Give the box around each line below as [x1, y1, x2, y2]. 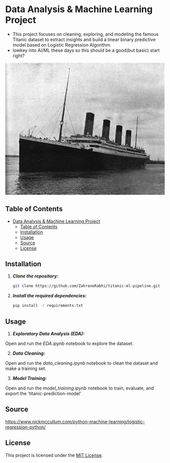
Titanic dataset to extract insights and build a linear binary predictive [12, 36, 156, 43]
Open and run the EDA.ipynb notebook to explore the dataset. [5, 340, 134, 346]
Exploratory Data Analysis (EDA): [12, 330, 85, 336]
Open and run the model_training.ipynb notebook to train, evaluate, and [5, 385, 154, 391]
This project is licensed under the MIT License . [5, 452, 103, 458]
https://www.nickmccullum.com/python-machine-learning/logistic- [5, 418, 145, 425]
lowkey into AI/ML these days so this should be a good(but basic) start [12, 47, 160, 53]
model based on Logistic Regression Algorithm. [12, 42, 111, 48]
